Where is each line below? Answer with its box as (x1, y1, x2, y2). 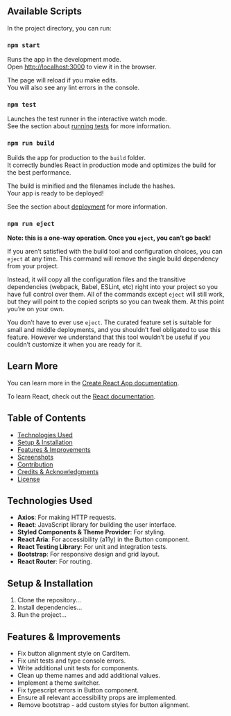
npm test (7, 101, 37, 109)
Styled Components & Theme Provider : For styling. (17, 528, 166, 536)
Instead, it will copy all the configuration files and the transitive (7, 275, 186, 283)
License (17, 475, 40, 483)
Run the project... (17, 611, 67, 619)
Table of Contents (7, 412, 87, 424)
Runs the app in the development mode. (7, 55, 121, 64)
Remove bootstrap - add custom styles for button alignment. (17, 701, 191, 709)
